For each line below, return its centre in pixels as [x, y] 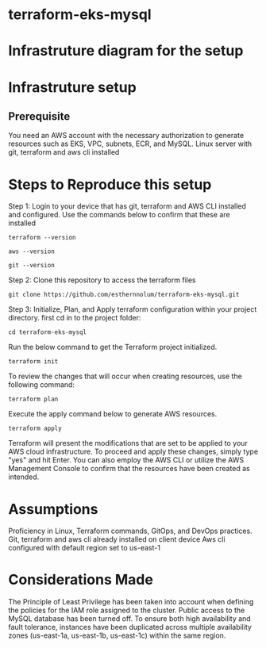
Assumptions [53, 509]
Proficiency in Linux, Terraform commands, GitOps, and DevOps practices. [130, 531]
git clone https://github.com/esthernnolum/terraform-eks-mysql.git [124, 295]
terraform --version [42, 238]
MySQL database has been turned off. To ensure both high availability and [130, 619]
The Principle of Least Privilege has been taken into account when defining [131, 602]
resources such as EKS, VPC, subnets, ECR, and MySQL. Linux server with [130, 144]
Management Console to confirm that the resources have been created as [129, 469]
